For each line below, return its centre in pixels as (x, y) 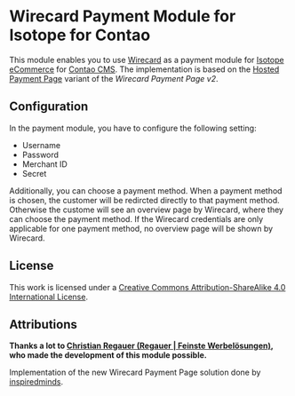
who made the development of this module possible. (108, 355)
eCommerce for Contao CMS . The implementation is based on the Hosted (144, 69)
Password (40, 154)
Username (41, 145)
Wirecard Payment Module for (123, 16)
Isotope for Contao (80, 35)
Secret (34, 173)
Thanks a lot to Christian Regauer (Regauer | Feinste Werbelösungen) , (141, 346)
